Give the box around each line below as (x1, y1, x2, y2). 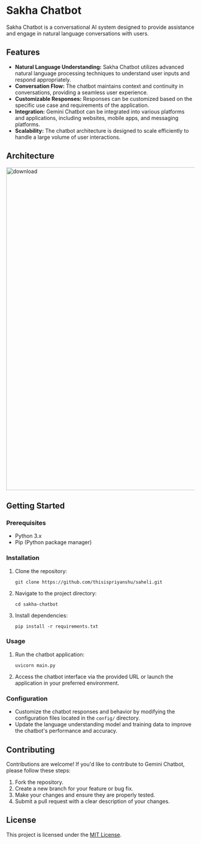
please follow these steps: (6, 767, 71, 774)
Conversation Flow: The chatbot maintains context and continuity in (14, 82, 184, 90)
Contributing (6, 744, 55, 754)
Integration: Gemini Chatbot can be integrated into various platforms (14, 108, 185, 115)
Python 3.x (14, 532, 42, 539)
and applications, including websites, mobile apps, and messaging (14, 114, 179, 121)
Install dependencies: (14, 612, 68, 619)
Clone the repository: (14, 567, 68, 574)
